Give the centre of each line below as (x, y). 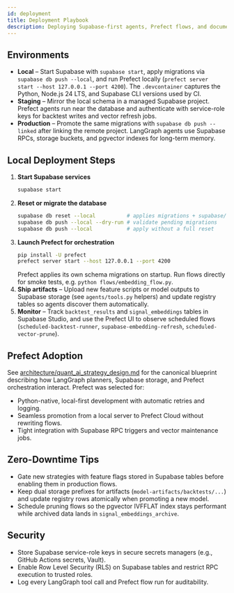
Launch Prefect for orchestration (66, 242)
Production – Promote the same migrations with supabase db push (112, 123)
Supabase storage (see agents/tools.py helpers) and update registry (117, 297)
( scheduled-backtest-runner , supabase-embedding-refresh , (101, 326)
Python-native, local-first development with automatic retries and (111, 401)
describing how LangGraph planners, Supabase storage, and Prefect (106, 380)
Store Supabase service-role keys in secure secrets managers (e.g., (115, 552)
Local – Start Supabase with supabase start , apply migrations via (111, 72)
